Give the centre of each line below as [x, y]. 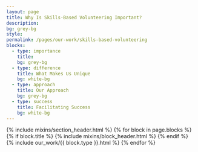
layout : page [23, 12]
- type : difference [36, 68]
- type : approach [34, 85]
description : [23, 23]
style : [15, 34]
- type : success [32, 101]
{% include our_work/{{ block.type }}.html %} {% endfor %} [81, 143]
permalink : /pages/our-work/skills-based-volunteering [77, 40]
